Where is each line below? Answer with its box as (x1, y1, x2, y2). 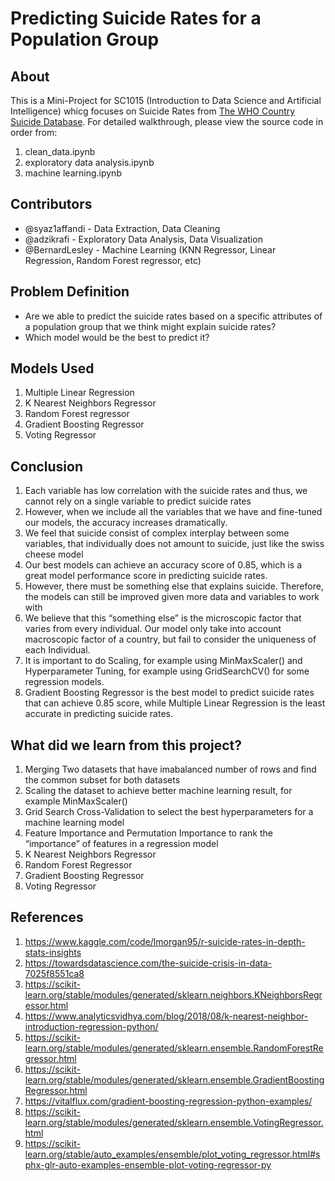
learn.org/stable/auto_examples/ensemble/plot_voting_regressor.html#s (24, 1148, 321, 1160)
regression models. (24, 676, 105, 688)
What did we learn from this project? (10, 737, 243, 754)
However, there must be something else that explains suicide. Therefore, (24, 580, 324, 592)
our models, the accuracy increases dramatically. (24, 517, 228, 529)
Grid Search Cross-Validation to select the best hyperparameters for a (24, 806, 314, 818)
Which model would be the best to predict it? (24, 331, 210, 343)
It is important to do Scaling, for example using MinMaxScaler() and (24, 655, 303, 667)
